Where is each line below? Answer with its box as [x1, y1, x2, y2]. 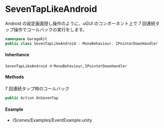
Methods [5, 74, 24, 80]
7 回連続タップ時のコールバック [5, 85, 70, 92]
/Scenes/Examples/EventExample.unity [12, 117, 92, 123]
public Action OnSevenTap [5, 95, 58, 101]
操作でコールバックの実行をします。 [13, 26, 87, 33]
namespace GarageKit [5, 36, 48, 42]
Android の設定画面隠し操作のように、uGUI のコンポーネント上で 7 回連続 [5, 20, 156, 26]
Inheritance [5, 52, 30, 58]
